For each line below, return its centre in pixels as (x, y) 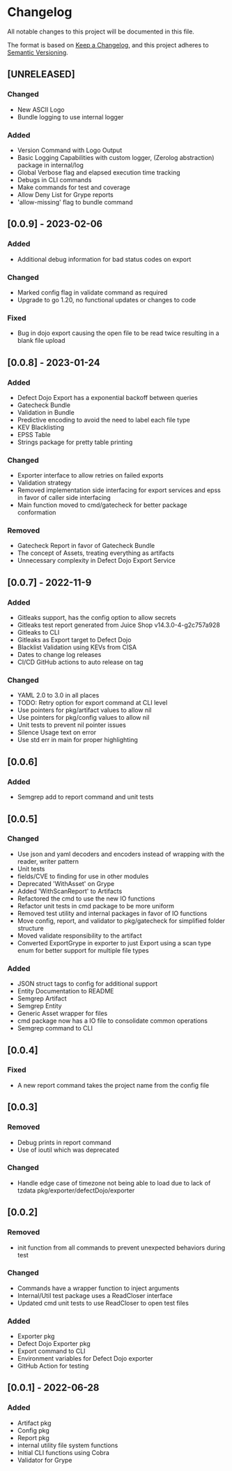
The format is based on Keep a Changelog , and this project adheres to (108, 45)
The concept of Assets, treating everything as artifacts (96, 553)
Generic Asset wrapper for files (62, 1014)
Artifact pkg (34, 1423)
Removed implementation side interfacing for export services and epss (119, 490)
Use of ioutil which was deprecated (68, 1150)
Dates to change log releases (59, 655)
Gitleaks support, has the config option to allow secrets (96, 618)
